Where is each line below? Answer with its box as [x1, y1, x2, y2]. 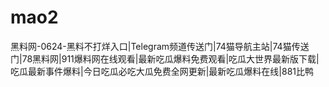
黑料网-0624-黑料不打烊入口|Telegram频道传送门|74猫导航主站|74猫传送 [10, 40, 310, 52]
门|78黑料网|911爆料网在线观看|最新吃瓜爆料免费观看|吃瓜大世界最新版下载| [10, 52, 320, 65]
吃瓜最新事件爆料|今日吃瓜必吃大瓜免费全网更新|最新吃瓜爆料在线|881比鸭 [10, 65, 314, 77]
